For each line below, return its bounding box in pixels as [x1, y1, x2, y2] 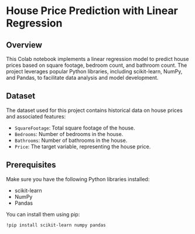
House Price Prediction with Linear [6, 4, 179, 18]
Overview [6, 40, 43, 50]
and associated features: [6, 113, 66, 120]
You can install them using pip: [6, 211, 80, 218]
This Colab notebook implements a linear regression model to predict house [6, 56, 189, 62]
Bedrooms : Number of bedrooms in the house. [14, 130, 124, 137]
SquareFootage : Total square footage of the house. [14, 124, 136, 131]
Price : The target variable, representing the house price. [14, 143, 151, 150]
